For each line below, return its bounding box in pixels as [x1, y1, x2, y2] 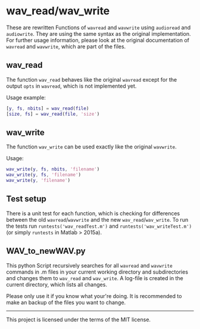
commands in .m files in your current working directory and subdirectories [6, 268, 189, 275]
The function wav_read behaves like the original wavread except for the [6, 76, 177, 83]
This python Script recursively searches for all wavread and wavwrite [6, 262, 173, 269]
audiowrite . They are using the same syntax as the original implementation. [6, 30, 192, 37]
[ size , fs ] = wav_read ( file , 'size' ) [6, 111, 100, 117]
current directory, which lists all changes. [6, 281, 107, 288]
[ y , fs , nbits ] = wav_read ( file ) [6, 105, 89, 111]
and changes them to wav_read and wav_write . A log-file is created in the [6, 274, 183, 281]
